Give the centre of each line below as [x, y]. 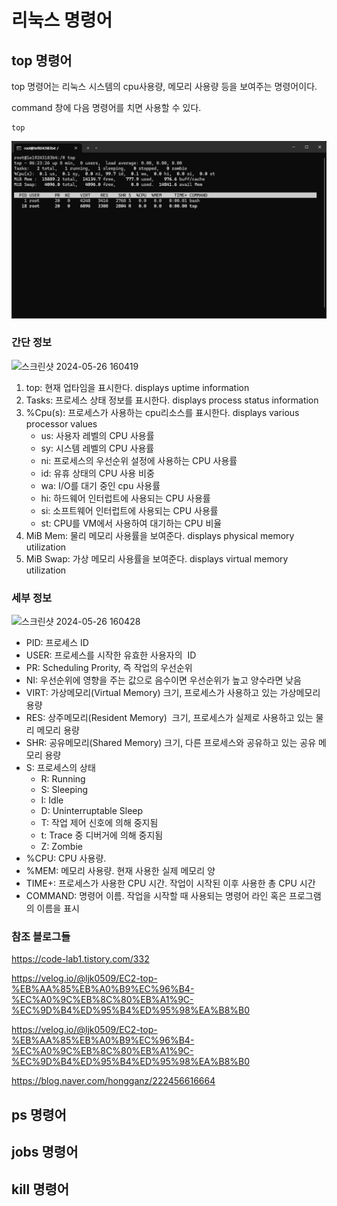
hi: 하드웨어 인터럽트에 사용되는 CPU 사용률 [125, 498]
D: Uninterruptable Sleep [92, 811]
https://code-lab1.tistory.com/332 [80, 959]
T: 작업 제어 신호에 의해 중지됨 [99, 823]
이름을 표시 [58, 908]
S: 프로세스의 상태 [60, 768]
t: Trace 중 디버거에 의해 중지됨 [102, 835]
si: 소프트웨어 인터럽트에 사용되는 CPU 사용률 [129, 510]
